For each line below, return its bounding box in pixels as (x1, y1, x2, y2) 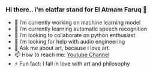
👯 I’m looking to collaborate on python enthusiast (14, 32, 136, 39)
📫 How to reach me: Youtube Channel (14, 51, 110, 59)
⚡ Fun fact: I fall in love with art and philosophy (14, 60, 130, 68)
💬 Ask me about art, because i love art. (14, 44, 110, 51)
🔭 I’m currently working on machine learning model (14, 19, 141, 26)
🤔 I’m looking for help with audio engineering (14, 38, 125, 45)
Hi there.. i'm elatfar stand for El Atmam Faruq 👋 (5, 5, 148, 14)
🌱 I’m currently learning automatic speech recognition (14, 25, 148, 32)
